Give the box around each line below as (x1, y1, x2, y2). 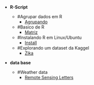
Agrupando (24, 19, 48, 25)
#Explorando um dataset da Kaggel (17, 45, 90, 51)
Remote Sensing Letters (24, 75, 74, 80)
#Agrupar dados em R (17, 14, 63, 19)
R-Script (9, 4, 28, 10)
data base (9, 60, 31, 65)
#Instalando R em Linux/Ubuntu (17, 34, 82, 40)
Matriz (24, 29, 38, 35)
